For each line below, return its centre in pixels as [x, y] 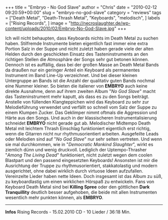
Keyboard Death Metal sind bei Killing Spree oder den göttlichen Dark [77, 187]
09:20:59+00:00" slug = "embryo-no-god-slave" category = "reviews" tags [83, 12]
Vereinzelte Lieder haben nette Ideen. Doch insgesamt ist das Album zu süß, [84, 176]
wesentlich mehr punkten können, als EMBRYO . [54, 197]
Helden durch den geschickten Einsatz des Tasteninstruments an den [77, 54]
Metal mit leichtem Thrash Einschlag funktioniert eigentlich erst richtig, [78, 128]
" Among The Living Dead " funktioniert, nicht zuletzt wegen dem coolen [79, 155]
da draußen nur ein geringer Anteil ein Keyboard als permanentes [72, 70]
